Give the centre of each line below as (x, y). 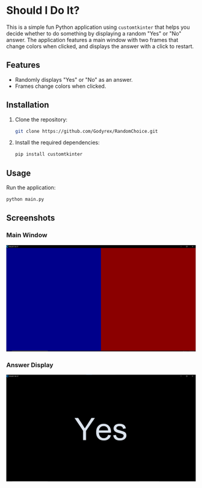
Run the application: (31, 188)
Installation (28, 105)
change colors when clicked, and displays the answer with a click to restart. (100, 46)
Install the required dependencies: (57, 142)
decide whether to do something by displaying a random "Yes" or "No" (94, 33)
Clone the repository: (41, 119)
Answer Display (30, 365)
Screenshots (31, 218)
